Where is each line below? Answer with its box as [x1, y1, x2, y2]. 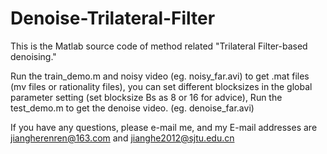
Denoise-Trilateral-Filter [10, 7, 216, 30]
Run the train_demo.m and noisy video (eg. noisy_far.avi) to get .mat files [10, 70, 310, 82]
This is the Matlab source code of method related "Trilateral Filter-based [10, 40, 308, 52]
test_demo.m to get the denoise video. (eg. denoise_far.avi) [10, 102, 255, 114]
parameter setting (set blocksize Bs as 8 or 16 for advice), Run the [10, 91, 283, 103]
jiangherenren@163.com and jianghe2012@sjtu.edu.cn [10, 132, 235, 144]
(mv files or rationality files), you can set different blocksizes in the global [10, 80, 313, 92]
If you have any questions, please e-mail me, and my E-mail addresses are [10, 121, 318, 133]
